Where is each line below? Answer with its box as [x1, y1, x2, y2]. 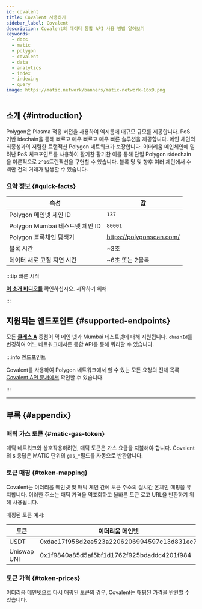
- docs [11, 37, 28, 43]
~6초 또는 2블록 [106, 256, 150, 264]
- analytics [11, 64, 42, 71]
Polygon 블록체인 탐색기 [9, 233, 75, 241]
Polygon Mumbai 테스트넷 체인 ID [9, 222, 101, 230]
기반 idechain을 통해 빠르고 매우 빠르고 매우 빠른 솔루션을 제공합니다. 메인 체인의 [6, 135, 195, 142]
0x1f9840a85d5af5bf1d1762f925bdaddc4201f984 [40, 551, 191, 559]
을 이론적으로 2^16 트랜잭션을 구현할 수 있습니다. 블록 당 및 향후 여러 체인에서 [6, 158, 185, 165]
